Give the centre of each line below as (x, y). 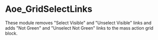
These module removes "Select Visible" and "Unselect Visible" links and (78, 23)
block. (12, 33)
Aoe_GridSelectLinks (49, 9)
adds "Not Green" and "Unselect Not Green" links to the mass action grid (79, 28)
